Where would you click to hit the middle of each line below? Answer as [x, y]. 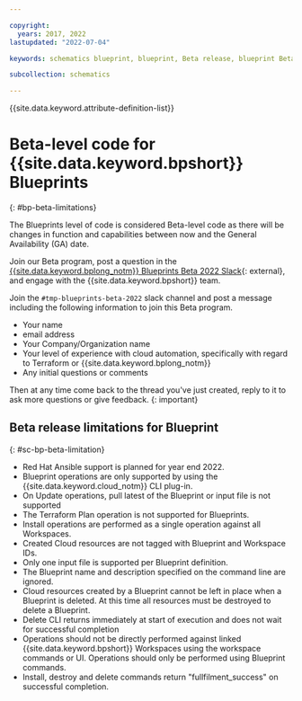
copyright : [30, 25]
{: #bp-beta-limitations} [53, 208]
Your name [42, 325]
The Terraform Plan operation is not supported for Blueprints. [136, 514]
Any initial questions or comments [85, 373]
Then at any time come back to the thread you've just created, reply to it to [148, 390]
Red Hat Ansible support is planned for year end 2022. [123, 466]
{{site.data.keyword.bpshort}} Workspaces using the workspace [142, 648]
